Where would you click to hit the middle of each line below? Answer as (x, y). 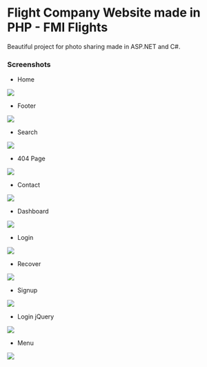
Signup (27, 290)
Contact (28, 185)
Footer (27, 106)
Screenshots (29, 64)
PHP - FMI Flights (58, 27)
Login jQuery (36, 317)
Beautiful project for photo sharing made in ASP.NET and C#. (94, 46)
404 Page (31, 159)
